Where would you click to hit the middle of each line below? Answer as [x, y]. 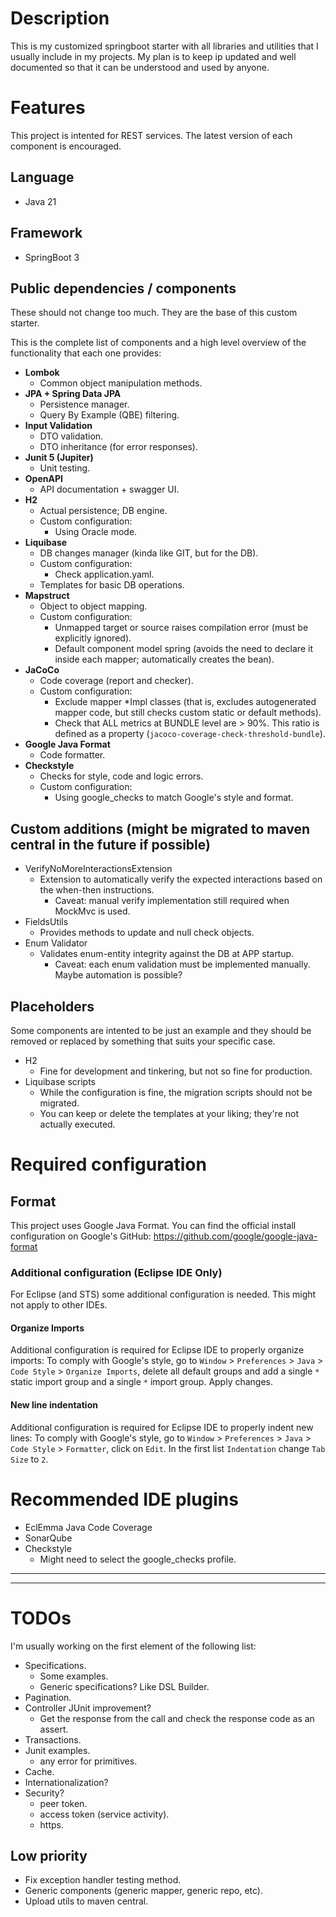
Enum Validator [56, 943]
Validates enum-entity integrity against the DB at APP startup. [167, 954]
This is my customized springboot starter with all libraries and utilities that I [164, 46]
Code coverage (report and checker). [116, 681]
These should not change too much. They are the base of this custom [154, 313]
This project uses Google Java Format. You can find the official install [153, 1225]
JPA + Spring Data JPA [73, 394]
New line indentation [54, 1405]
